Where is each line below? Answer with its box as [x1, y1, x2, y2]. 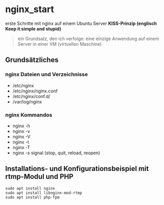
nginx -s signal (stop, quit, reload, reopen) [12, 150, 100, 156]
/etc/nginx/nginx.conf [12, 88, 58, 94]
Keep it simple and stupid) [5, 25, 62, 31]
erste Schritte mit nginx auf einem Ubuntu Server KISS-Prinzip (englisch [5, 20, 157, 26]
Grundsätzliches [5, 56, 59, 64]
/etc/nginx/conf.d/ [12, 93, 50, 99]
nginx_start [5, 4, 54, 15]
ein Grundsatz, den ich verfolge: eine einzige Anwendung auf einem [17, 36, 159, 42]
